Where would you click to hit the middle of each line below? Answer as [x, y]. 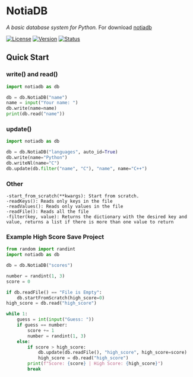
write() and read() [32, 74]
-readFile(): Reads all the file [48, 212]
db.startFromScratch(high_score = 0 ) [61, 298]
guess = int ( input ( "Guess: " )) [56, 320]
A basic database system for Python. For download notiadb [79, 27]
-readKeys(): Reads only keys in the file [59, 201]
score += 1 [41, 330]
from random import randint [41, 249]
